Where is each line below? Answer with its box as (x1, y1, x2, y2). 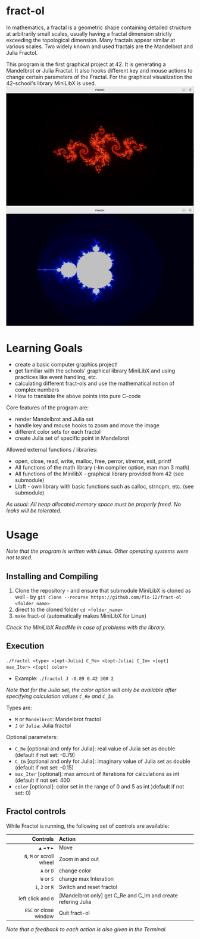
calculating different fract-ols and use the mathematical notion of (14, 380, 174, 387)
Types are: (6, 704, 33, 711)
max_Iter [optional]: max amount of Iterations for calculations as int (14, 770, 180, 777)
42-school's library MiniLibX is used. (6, 79, 96, 87)
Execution (6, 641, 45, 651)
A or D (40, 867, 54, 874)
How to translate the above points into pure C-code (14, 393, 141, 400)
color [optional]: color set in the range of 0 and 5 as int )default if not (14, 782, 185, 790)
